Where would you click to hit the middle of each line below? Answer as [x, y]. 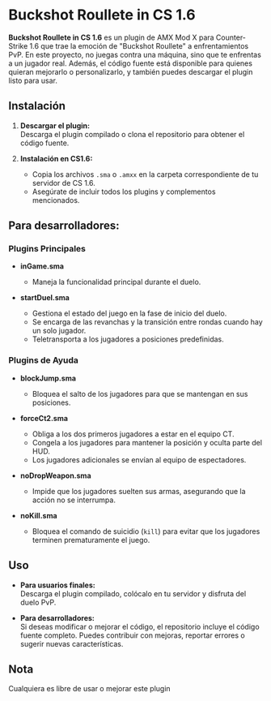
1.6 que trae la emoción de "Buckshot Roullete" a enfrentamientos [139, 45]
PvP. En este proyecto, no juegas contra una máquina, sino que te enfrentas [135, 54]
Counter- [231, 37]
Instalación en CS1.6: [56, 158]
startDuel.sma [45, 298]
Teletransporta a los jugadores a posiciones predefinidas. [128, 339]
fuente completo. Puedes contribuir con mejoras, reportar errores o [132, 635]
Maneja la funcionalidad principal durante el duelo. [116, 282]
